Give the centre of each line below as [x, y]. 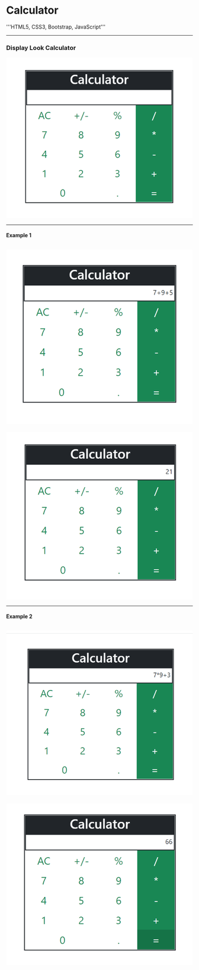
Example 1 [19, 235]
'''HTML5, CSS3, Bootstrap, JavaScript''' [56, 27]
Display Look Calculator [41, 48]
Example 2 [19, 616]
